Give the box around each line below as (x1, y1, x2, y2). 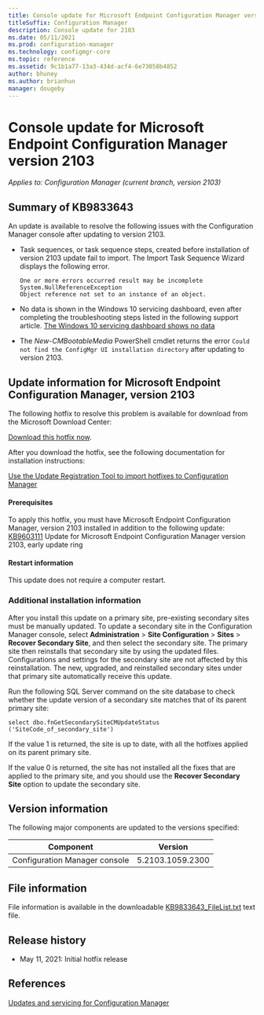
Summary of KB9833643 (8, 200, 134, 214)
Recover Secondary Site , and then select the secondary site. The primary (8, 638, 248, 647)
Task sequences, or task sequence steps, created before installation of (19, 245, 250, 255)
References (8, 977, 66, 991)
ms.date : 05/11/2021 (8, 33, 76, 42)
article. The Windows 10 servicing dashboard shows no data (19, 321, 215, 331)
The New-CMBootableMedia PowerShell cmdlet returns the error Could (19, 336, 250, 346)
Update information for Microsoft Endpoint (8, 376, 222, 389)
